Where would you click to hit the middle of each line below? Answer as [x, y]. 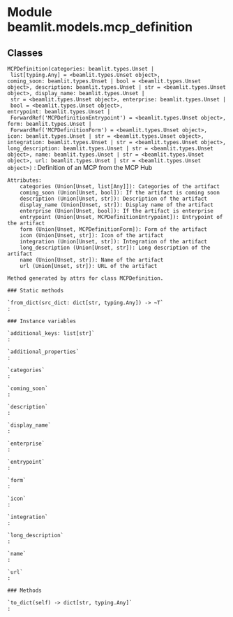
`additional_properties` [43, 352]
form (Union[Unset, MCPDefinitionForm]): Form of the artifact [114, 229]
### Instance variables [42, 321]
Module [30, 12]
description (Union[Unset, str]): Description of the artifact [114, 199]
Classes [25, 53]
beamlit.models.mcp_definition [100, 27]
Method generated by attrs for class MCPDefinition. [85, 278]
